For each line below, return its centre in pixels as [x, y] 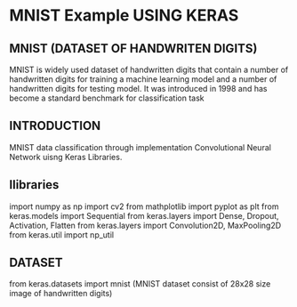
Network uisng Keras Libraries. [66, 157]
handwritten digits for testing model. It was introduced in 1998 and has [138, 89]
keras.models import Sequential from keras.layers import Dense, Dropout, [144, 215]
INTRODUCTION [55, 126]
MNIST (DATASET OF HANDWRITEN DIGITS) [133, 48]
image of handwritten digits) [61, 294]
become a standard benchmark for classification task [107, 98]
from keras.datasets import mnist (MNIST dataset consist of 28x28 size [140, 284]
